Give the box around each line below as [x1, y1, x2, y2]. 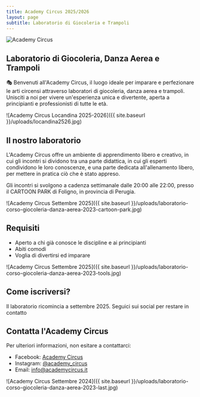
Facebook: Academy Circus [14, 353, 84, 361]
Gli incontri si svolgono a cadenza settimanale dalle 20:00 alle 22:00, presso [6, 182, 194, 188]
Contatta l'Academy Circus [6, 326, 109, 337]
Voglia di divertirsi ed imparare [14, 252, 91, 259]
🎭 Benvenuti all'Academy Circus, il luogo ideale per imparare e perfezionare [6, 79, 195, 86]
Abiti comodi [14, 245, 47, 252]
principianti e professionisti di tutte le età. [6, 100, 108, 107]
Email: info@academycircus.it [14, 366, 88, 373]
